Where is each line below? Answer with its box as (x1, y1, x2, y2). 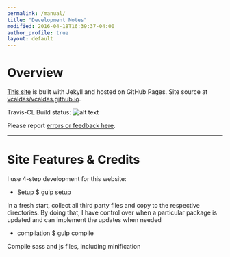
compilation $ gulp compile (16, 229, 94, 237)
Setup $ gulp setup (16, 188, 71, 196)
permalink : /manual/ (7, 10, 66, 17)
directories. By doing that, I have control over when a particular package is (7, 208, 218, 217)
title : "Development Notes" (7, 16, 88, 23)
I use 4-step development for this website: (7, 175, 127, 182)
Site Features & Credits (7, 152, 140, 168)
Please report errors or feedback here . (7, 121, 116, 130)
